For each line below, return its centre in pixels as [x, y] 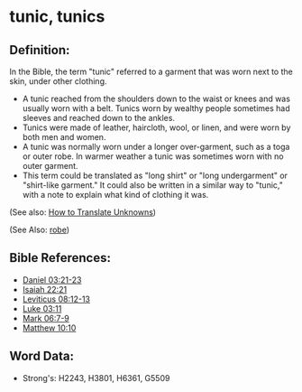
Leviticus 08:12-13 [56, 299]
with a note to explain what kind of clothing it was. [115, 195]
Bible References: [60, 258]
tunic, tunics [57, 17]
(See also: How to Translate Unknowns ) [82, 212]
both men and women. [64, 137]
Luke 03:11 [42, 308]
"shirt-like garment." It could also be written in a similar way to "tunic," [153, 185]
